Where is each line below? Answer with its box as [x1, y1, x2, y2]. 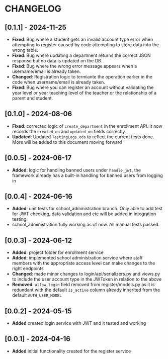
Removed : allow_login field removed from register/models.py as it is [12, 282, 155, 288]
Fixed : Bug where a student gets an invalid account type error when [12, 36, 153, 42]
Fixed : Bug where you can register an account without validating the [12, 84, 154, 91]
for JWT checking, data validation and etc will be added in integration [12, 211, 156, 217]
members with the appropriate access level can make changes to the [12, 260, 155, 266]
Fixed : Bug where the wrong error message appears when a [12, 63, 137, 69]
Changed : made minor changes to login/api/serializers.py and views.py [12, 271, 160, 277]
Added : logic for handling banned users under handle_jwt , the [12, 167, 141, 173]
